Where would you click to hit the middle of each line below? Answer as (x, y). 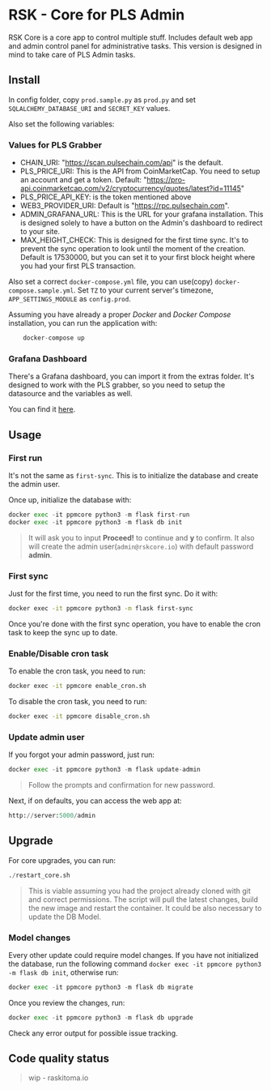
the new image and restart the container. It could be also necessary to (145, 908)
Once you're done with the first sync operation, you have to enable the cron (135, 624)
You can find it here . (42, 409)
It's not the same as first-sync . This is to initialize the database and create (133, 475)
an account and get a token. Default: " (83, 180)
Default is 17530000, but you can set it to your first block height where (138, 258)
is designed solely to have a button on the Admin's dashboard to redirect (141, 223)
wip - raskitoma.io (58, 1078)
